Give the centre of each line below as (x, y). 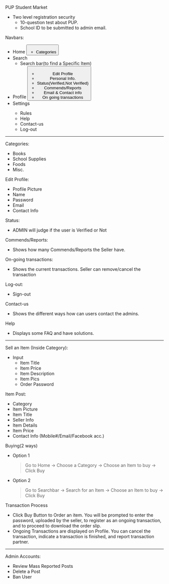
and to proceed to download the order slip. (57, 525)
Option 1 (21, 455)
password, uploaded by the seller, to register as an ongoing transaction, (87, 520)
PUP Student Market (26, 7)
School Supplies (29, 159)
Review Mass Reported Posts (43, 566)
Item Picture (25, 409)
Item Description (37, 373)
